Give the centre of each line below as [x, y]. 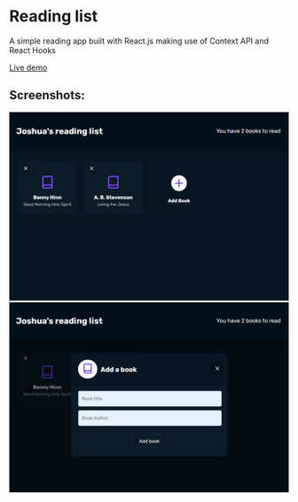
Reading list [54, 16]
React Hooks [32, 50]
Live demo [28, 67]
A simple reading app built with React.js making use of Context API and [139, 41]
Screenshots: [47, 95]
